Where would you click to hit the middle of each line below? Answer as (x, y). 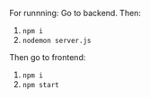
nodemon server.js (57, 40)
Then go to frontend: (48, 57)
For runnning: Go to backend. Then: (75, 13)
